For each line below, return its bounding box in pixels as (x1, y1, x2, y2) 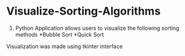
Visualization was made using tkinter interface (6, 43, 123, 50)
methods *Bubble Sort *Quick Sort (15, 30, 104, 38)
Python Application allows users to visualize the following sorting (15, 24, 179, 32)
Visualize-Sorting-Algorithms (6, 4, 161, 18)
